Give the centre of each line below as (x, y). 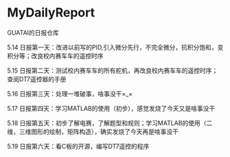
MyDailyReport (51, 13)
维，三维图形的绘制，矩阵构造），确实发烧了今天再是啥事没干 (93, 132)
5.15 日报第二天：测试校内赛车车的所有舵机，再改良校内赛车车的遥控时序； (113, 70)
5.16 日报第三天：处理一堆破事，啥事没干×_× (70, 94)
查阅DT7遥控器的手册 (37, 79)
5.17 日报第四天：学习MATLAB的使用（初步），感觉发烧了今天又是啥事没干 (111, 108)
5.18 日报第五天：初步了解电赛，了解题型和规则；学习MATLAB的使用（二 (110, 123)
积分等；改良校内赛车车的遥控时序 (55, 56)
